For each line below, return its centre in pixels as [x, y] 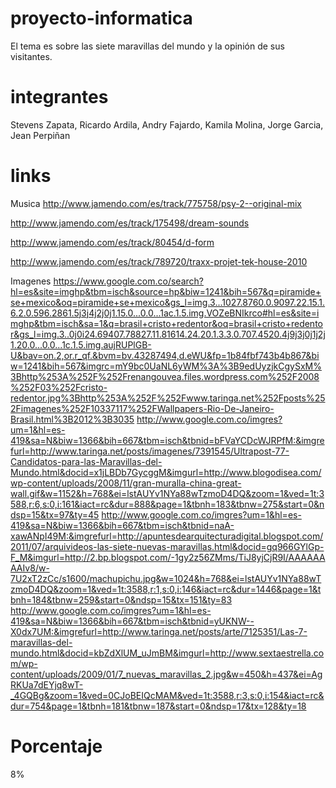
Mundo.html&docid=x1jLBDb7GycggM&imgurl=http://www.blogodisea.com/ [166, 472]
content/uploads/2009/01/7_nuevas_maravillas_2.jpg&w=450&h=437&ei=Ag [166, 674]
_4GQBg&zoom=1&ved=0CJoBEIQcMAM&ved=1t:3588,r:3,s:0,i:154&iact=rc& [167, 695]
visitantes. [31, 56]
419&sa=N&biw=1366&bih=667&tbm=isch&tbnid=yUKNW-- [132, 621]
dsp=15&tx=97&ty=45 [55, 514]
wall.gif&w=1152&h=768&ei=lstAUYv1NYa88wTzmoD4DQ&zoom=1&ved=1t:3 [167, 493]
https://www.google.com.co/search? [128, 281]
